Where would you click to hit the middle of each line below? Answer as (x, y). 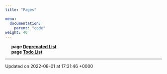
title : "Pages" (21, 10)
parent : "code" (30, 28)
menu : (11, 19)
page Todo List (27, 52)
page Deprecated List (34, 47)
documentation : (25, 23)
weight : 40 (16, 33)
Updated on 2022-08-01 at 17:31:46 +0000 (49, 66)
